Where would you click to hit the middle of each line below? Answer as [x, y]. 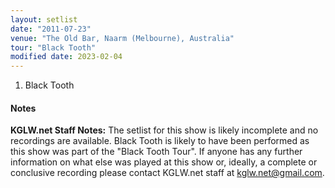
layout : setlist [44, 19]
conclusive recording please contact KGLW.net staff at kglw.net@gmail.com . [167, 173]
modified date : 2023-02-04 [66, 57]
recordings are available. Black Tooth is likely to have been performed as [160, 141]
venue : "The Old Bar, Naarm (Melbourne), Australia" [122, 38]
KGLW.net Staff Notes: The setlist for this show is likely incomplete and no [164, 130]
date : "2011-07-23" [51, 29]
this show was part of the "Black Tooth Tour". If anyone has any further [156, 152]
